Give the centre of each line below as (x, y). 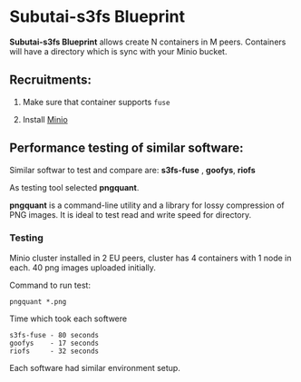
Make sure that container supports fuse (96, 102)
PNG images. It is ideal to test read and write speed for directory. (131, 214)
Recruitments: (51, 80)
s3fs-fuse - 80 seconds (54, 335)
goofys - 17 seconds (54, 343)
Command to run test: (50, 285)
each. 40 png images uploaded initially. (83, 267)
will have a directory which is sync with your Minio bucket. (118, 51)
